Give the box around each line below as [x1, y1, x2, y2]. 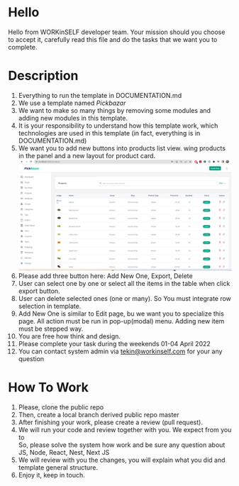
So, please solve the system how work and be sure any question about [18, 441, 226, 449]
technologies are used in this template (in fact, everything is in [18, 128, 201, 137]
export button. [18, 287, 60, 295]
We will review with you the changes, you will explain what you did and [18, 455, 226, 465]
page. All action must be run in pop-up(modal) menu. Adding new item [18, 317, 225, 326]
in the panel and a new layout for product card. [18, 151, 155, 160]
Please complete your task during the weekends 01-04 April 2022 [18, 340, 211, 348]
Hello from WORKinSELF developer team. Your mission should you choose [8, 28, 226, 36]
